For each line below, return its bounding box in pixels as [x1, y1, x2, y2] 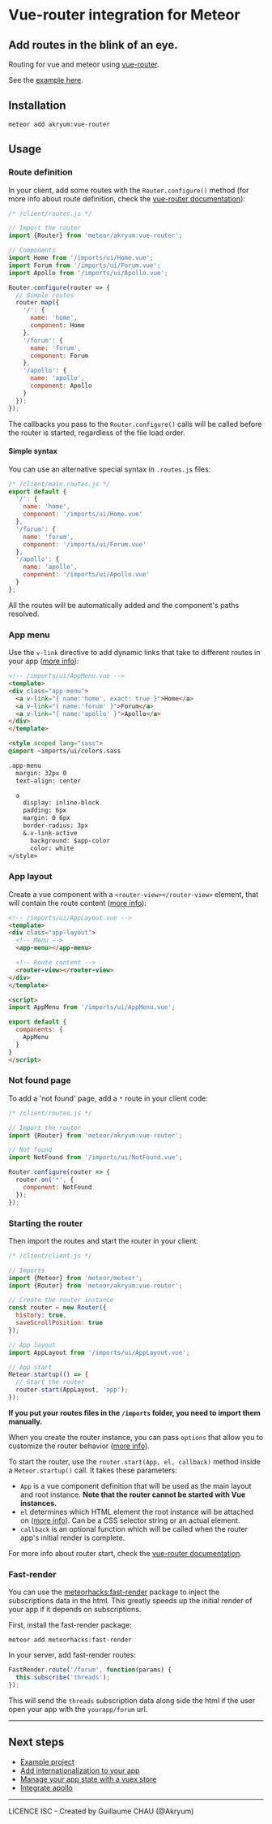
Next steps [8, 1736, 65, 1749]
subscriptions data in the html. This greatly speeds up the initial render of [8, 1596, 253, 1606]
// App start [8, 1363, 53, 1371]
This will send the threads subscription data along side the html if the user [8, 1695, 256, 1705]
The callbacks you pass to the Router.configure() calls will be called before [8, 419, 262, 429]
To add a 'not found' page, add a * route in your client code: [8, 1093, 209, 1103]
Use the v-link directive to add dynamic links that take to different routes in [8, 648, 261, 658]
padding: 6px [23, 806, 67, 815]
